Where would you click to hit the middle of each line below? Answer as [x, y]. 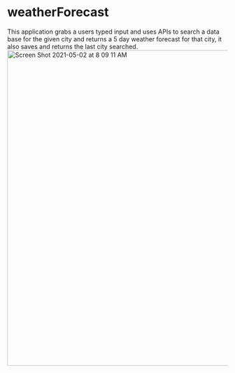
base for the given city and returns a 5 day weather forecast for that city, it [115, 39]
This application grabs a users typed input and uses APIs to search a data [114, 32]
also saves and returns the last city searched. [73, 46]
